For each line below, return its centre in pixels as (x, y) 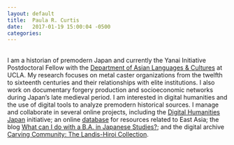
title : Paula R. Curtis (43, 20)
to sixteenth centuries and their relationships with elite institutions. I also (111, 83)
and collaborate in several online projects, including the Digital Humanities (114, 112)
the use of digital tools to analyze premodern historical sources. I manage (113, 105)
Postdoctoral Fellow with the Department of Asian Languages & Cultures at (115, 68)
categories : (24, 33)
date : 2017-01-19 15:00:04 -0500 (59, 26)
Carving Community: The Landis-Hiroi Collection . (78, 135)
